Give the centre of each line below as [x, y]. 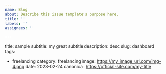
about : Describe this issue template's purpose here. [62, 14]
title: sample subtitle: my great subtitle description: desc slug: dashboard [80, 46]
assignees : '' [20, 28]
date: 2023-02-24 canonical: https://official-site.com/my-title [88, 67]
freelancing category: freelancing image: [54, 61]
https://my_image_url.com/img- [129, 61]
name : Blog [16, 10]
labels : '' [16, 23]
